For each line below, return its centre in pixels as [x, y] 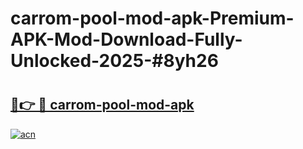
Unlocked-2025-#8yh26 [114, 61]
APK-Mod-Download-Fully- [126, 39]
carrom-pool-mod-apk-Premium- [152, 18]
